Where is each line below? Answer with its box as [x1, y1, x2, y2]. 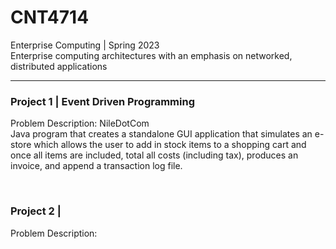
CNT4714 [10, 6, 90, 29]
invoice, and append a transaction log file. [10, 160, 183, 172]
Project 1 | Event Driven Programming [10, 94, 195, 108]
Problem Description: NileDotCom [10, 117, 150, 130]
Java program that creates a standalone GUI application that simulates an [10, 128, 313, 140]
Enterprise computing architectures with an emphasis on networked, [10, 49, 293, 61]
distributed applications [10, 60, 108, 72]
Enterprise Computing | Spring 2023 [10, 39, 160, 51]
